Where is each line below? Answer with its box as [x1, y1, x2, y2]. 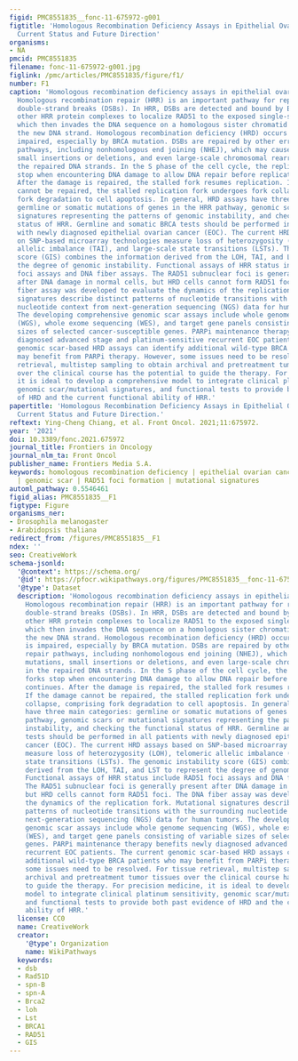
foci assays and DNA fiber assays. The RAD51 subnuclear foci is [17, 269, 264, 278]
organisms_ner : [9, 509, 66, 518]
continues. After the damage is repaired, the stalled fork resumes [25, 682, 284, 692]
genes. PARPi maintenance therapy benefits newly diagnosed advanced [25, 840, 288, 849]
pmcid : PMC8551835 [9, 54, 77, 63]
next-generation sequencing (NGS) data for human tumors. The [25, 815, 260, 824]
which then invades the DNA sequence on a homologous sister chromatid [17, 121, 288, 130]
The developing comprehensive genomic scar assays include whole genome [17, 310, 292, 320]
